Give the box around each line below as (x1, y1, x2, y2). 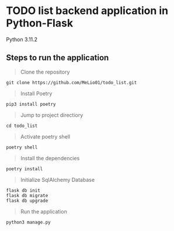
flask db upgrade (6, 198, 48, 204)
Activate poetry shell (20, 133, 71, 140)
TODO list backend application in (6, 4, 169, 18)
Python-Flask (6, 16, 74, 30)
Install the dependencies (20, 154, 80, 161)
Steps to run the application (6, 53, 109, 63)
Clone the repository (20, 68, 70, 75)
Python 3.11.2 (6, 36, 38, 43)
